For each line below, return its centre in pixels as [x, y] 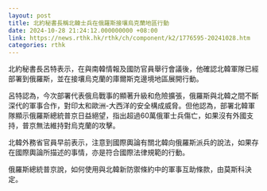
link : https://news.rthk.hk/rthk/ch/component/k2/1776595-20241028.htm [129, 38]
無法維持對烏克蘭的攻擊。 [77, 126]
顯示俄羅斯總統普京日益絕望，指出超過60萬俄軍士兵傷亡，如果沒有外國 [131, 115]
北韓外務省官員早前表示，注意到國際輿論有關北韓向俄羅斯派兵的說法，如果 [130, 142]
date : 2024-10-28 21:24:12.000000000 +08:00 [83, 30]
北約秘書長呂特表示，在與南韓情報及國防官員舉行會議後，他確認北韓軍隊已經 [133, 69]
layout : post [30, 16]
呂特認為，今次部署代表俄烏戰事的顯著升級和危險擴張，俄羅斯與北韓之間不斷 [133, 95]
